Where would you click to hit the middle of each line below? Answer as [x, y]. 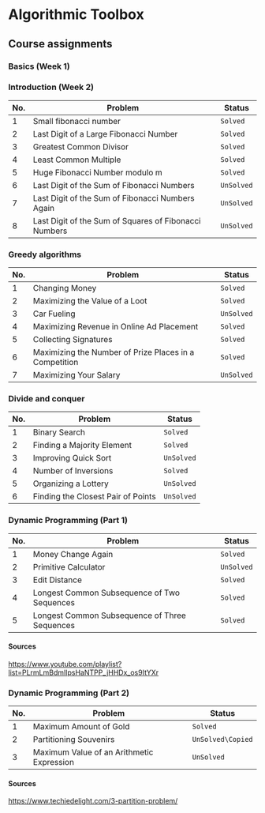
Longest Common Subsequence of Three [110, 615]
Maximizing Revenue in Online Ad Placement [116, 327]
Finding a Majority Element [82, 446]
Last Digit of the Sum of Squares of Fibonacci [117, 220]
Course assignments [60, 44]
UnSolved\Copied [222, 740]
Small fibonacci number [77, 121]
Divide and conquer [47, 399]
